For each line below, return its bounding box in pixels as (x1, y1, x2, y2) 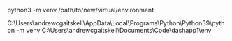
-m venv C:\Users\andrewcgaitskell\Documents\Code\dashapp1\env (16, 27, 212, 34)
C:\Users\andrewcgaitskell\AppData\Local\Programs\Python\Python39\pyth (7, 19, 225, 27)
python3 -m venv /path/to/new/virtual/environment (7, 6, 154, 14)
